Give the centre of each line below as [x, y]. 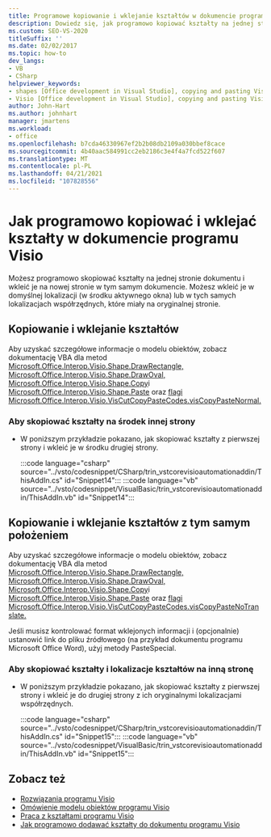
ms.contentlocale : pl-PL [50, 167]
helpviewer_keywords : [45, 83]
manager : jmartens [39, 121]
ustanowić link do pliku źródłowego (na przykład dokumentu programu [126, 639]
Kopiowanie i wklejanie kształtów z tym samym [129, 523]
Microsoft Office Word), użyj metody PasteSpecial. [92, 648]
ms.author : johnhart [43, 114]
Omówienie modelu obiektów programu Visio [95, 807]
